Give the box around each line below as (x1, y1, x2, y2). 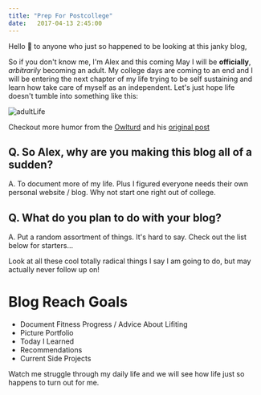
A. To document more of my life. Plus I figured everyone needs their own (8, 179, 249, 189)
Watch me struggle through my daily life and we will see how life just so (8, 369, 245, 379)
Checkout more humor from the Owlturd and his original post (8, 122, 210, 132)
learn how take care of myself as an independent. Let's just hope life (8, 82, 235, 92)
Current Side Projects (19, 354, 92, 364)
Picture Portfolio (19, 328, 74, 338)
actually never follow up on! (8, 265, 100, 275)
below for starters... (8, 241, 74, 250)
